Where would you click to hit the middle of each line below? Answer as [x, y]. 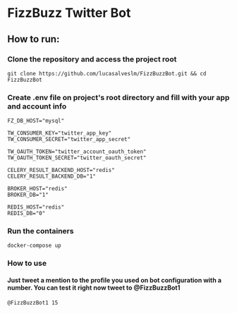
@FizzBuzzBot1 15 [33, 302]
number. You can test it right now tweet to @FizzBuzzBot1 [94, 288]
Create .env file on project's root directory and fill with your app [119, 97]
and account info [37, 106]
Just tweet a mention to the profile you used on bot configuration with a [115, 280]
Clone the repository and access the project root [92, 59]
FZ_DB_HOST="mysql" [36, 121]
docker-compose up [34, 246]
